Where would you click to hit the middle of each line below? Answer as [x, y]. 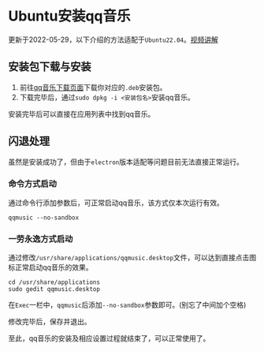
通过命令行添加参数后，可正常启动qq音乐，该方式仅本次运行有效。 [116, 203]
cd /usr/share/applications [54, 282]
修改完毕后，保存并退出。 [50, 322]
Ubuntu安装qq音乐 [69, 16]
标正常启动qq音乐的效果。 [50, 267]
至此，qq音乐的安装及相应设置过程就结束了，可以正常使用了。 [109, 338]
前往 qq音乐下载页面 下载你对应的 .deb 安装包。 [93, 87]
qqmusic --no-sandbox [44, 218]
